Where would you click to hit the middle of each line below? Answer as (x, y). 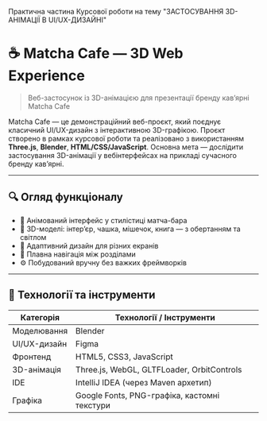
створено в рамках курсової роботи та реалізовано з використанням (126, 138)
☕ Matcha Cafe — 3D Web (96, 54)
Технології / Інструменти (165, 317)
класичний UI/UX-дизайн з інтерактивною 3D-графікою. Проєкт (117, 129)
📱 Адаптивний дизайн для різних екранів (89, 245)
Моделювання (40, 330)
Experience (46, 76)
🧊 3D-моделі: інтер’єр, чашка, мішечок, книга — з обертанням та (130, 229)
